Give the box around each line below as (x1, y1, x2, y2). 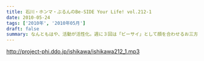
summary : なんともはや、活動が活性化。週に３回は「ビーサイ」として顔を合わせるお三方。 (6, 31, 203, 37)
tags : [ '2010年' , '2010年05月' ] (6, 20, 86, 26)
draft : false (6, 25, 40, 32)
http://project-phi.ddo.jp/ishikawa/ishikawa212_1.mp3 (6, 48, 140, 55)
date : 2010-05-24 (6, 14, 51, 21)
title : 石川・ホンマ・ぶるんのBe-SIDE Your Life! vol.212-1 (6, 8, 152, 15)
